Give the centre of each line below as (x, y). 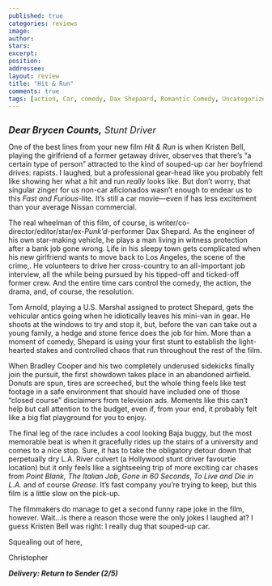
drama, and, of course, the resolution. (71, 291)
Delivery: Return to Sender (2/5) (64, 573)
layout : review (34, 76)
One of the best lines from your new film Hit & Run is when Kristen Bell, (127, 147)
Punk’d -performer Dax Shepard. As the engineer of (170, 231)
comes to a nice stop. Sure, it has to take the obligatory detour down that (130, 451)
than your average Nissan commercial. (73, 207)
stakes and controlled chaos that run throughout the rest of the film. (149, 350)
